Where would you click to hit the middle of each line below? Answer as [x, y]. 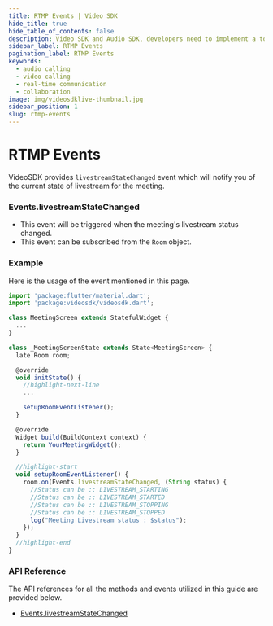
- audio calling [43, 69]
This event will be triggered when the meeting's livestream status [129, 225]
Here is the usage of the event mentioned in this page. [100, 281]
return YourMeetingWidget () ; [72, 444]
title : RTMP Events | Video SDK [63, 16]
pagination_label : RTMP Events [61, 54]
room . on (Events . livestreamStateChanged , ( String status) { [125, 482]
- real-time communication [61, 84]
